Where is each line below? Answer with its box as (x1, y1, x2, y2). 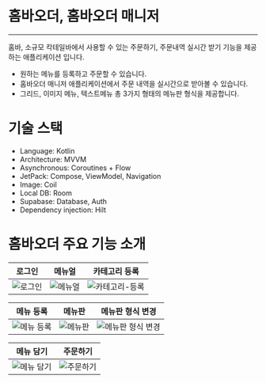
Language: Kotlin (19, 146, 75, 155)
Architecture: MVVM (19, 154, 87, 164)
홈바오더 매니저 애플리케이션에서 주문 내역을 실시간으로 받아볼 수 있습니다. (19, 78, 249, 88)
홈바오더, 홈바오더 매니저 (8, 7, 160, 25)
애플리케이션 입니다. (22, 52, 85, 62)
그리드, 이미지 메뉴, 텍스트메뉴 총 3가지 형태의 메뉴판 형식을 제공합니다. (19, 89, 240, 98)
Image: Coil (19, 180, 57, 189)
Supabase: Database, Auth (19, 196, 108, 206)
